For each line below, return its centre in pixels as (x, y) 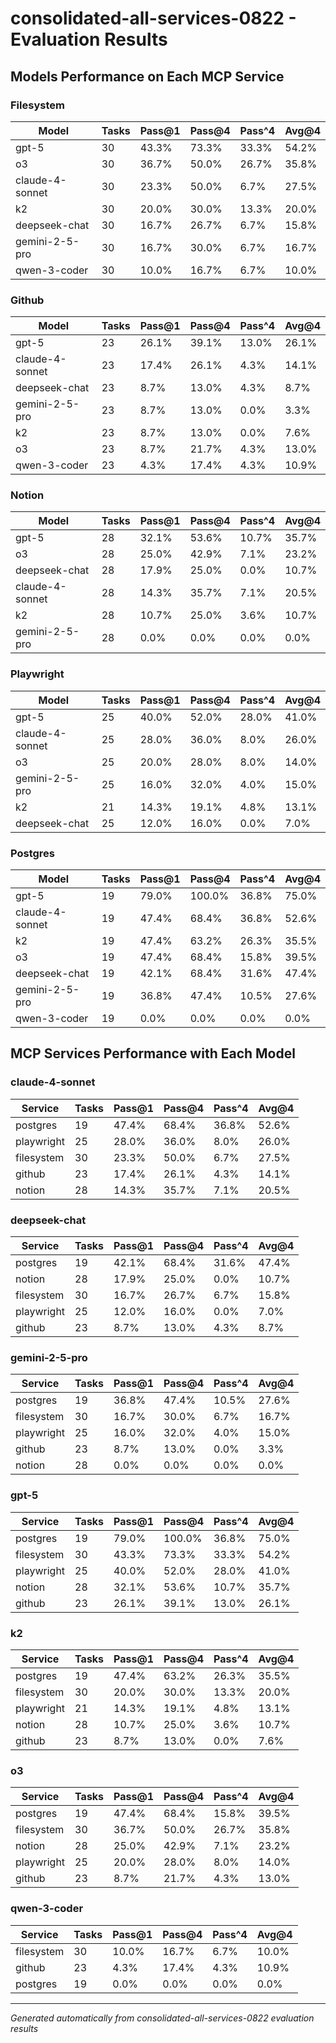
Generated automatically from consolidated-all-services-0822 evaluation (162, 2018)
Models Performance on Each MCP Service (147, 76)
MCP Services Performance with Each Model (153, 1053)
